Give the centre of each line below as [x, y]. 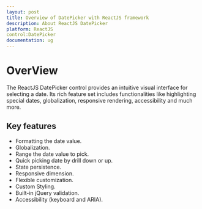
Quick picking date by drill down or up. [64, 160]
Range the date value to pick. [52, 154]
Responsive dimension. [45, 173]
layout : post [23, 12]
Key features [31, 126]
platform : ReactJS [30, 29]
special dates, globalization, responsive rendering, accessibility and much [99, 100]
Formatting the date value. [48, 141]
